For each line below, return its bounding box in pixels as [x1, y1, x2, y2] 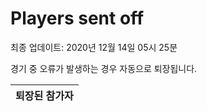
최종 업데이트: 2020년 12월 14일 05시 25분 [10, 41, 178, 53]
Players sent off [10, 7, 145, 30]
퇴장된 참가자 [15, 88, 74, 102]
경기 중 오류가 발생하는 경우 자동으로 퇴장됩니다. [10, 62, 198, 74]
